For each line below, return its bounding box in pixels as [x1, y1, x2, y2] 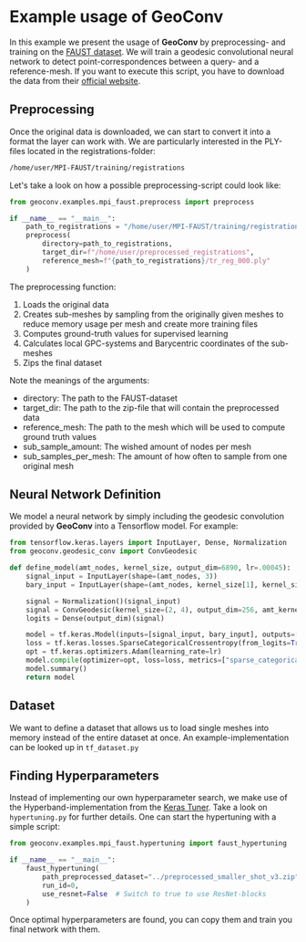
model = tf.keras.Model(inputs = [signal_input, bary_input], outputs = [25, 630, 296, 640]
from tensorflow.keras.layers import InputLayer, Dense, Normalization [9, 539, 287, 548]
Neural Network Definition [9, 487, 161, 503]
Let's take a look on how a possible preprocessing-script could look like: [9, 180, 281, 191]
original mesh [22, 460, 75, 471]
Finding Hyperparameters [9, 768, 159, 783]
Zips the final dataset [22, 357, 102, 368]
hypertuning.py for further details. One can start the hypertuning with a [9, 811, 277, 822]
